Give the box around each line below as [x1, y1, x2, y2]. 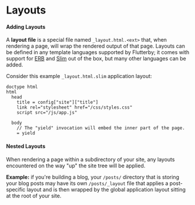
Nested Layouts [6, 142, 46, 150]
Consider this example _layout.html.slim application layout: [6, 73, 152, 80]
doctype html [6, 84, 38, 90]
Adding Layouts [6, 23, 46, 30]
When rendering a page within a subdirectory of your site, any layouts [6, 156, 175, 163]
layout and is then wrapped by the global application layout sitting [26, 186, 186, 193]
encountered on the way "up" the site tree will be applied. [6, 162, 146, 169]
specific [6, 186, 26, 193]
